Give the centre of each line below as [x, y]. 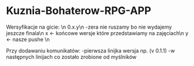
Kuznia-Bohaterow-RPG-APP [79, 11]
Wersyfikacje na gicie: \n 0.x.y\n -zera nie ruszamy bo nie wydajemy [89, 27]
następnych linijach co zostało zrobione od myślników [71, 57]
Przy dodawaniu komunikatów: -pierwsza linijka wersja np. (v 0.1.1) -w [91, 50]
